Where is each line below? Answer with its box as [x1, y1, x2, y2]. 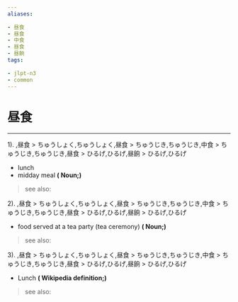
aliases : [7, 10, 33, 18]
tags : [7, 57, 23, 64]
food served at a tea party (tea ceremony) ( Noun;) [17, 223, 166, 231]
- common [7, 76, 33, 84]
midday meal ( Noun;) [17, 171, 82, 179]
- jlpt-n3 [7, 69, 37, 77]
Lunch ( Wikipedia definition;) [17, 274, 107, 282]
